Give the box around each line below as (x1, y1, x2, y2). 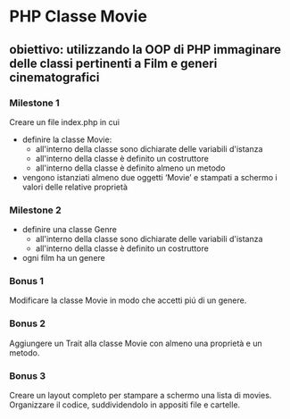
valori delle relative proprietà (21, 181, 128, 192)
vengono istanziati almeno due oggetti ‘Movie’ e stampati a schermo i (21, 172, 278, 182)
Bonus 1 (9, 275, 45, 288)
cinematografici (9, 70, 100, 85)
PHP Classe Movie (9, 6, 147, 27)
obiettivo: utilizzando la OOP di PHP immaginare (9, 42, 282, 57)
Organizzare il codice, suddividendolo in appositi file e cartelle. (9, 399, 241, 410)
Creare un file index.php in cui (9, 116, 120, 127)
